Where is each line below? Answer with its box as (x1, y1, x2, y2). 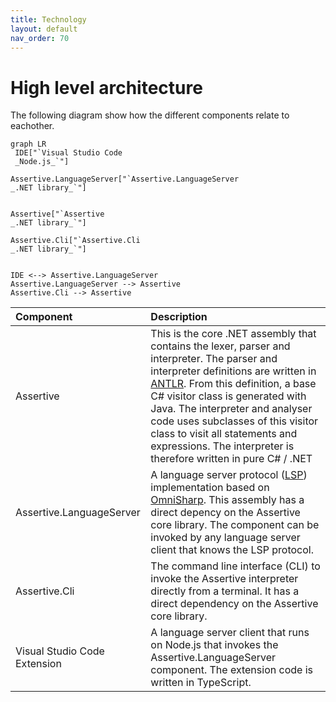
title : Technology (10, 14, 87, 25)
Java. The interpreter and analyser (150, 402, 313, 416)
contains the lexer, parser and (150, 339, 291, 353)
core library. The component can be (150, 518, 320, 532)
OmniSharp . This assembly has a (150, 493, 305, 507)
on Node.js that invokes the (150, 638, 279, 652)
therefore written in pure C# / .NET (150, 452, 313, 466)
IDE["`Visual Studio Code (14, 148, 123, 158)
